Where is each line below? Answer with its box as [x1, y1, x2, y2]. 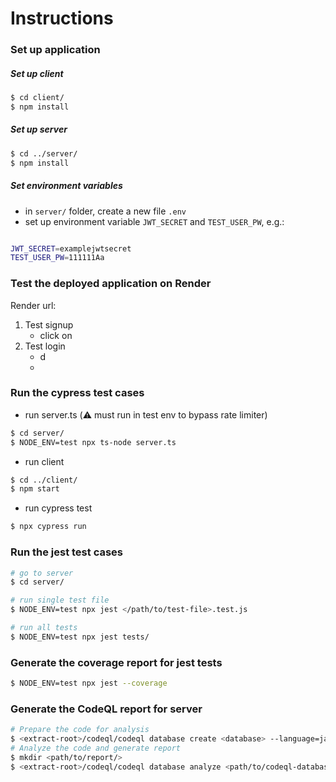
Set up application [10, 43, 101, 57]
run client [24, 455, 65, 467]
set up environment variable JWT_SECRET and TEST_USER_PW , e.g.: [24, 215, 285, 227]
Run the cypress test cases [10, 386, 145, 400]
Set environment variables [10, 180, 123, 192]
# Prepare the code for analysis [10, 725, 150, 735]
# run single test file [10, 595, 110, 606]
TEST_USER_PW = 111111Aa [10, 253, 105, 263]
